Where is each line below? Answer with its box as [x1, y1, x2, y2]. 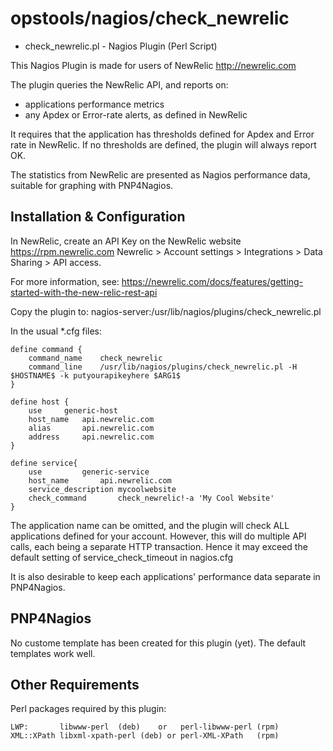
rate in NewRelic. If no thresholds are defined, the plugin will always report [10, 138, 317, 151]
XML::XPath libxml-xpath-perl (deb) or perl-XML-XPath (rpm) [10, 731, 280, 741]
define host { [10, 397, 70, 407]
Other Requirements [10, 676, 140, 693]
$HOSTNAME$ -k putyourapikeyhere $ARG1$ [10, 370, 182, 381]
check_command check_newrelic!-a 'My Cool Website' [28, 493, 275, 503]
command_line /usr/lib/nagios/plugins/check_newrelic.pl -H [28, 362, 298, 372]
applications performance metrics [24, 98, 165, 110]
